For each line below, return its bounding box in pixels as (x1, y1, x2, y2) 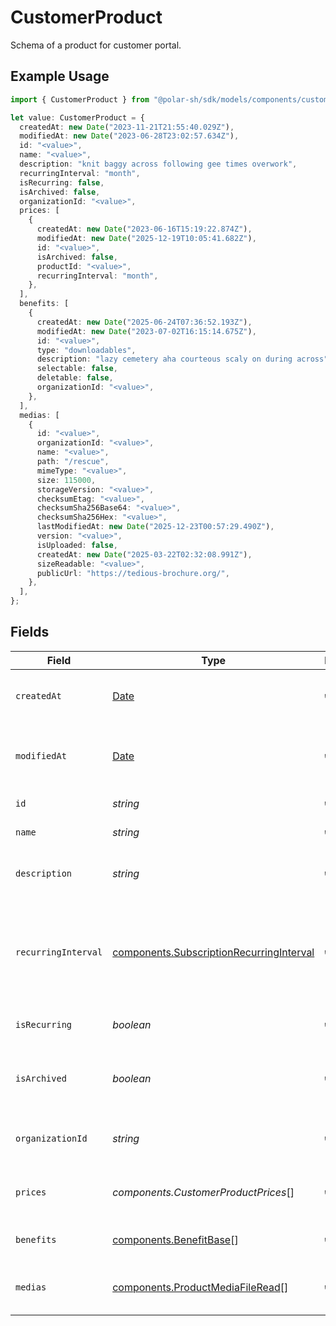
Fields (10, 624, 50, 641)
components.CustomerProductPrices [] (112, 1185, 295, 1199)
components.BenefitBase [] (112, 1232, 239, 1246)
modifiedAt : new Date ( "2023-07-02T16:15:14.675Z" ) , (36, 326, 257, 336)
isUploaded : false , (36, 540, 118, 550)
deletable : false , (36, 373, 114, 383)
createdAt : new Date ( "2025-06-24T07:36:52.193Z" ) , (36, 317, 253, 327)
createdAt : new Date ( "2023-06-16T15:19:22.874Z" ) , (36, 224, 253, 235)
